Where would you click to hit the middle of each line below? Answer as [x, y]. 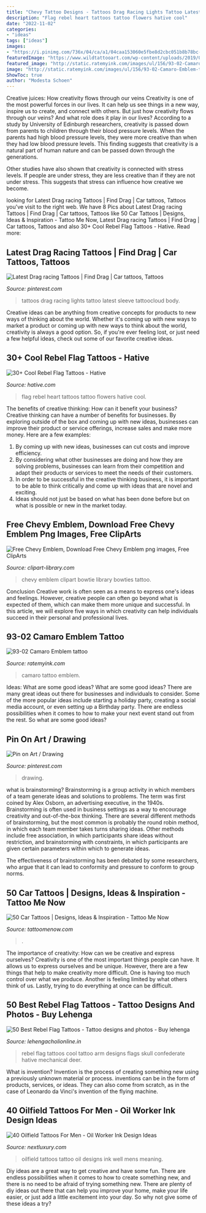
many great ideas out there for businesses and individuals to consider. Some [103, 694]
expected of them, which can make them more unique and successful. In [98, 604]
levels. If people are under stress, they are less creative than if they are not [101, 175]
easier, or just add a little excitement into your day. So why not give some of [102, 1197]
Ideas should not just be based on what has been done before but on [102, 499]
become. [17, 189]
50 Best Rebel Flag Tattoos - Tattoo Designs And [101, 1005]
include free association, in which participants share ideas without [90, 836]
